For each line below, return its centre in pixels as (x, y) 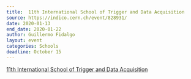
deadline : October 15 (34, 52)
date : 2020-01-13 (28, 23)
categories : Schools (33, 47)
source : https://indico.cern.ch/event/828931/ (67, 18)
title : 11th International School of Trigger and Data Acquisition (95, 12)
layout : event (24, 40)
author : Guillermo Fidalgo (41, 35)
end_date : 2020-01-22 (34, 29)
